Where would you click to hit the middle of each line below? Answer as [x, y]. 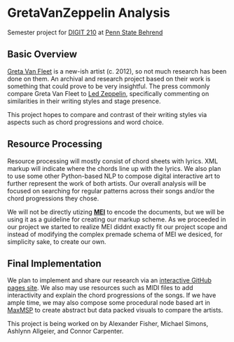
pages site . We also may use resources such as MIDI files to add [100, 288]
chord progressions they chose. [53, 198]
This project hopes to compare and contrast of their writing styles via [107, 114]
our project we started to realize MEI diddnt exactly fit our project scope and [117, 226]
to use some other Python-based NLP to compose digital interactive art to [114, 176]
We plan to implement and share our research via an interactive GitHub [110, 280]
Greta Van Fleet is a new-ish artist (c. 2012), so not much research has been [117, 71]
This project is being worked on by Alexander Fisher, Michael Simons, [108, 324]
